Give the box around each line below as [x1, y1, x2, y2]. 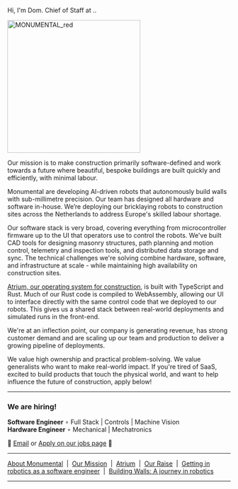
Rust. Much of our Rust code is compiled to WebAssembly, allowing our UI [7, 290, 225, 298]
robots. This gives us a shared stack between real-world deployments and [7, 305, 225, 313]
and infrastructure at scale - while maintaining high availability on [7, 261, 198, 270]
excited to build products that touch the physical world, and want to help [7, 370, 219, 378]
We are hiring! [7, 401, 57, 411]
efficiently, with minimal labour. [7, 173, 98, 182]
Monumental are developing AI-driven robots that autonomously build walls [7, 188, 227, 195]
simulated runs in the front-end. [7, 313, 101, 321]
